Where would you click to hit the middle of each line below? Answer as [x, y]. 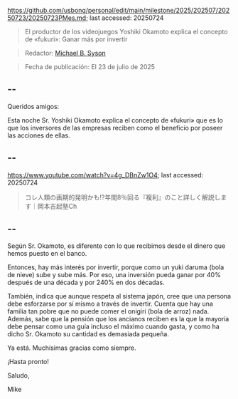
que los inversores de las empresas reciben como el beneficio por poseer [115, 128]
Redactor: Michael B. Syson [65, 53]
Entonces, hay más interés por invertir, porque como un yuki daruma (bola [116, 267]
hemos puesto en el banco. [47, 254]
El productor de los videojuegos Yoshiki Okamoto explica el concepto [126, 32]
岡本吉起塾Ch [57, 206]
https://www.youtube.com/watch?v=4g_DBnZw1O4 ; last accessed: [106, 175]
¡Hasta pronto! [28, 362]
